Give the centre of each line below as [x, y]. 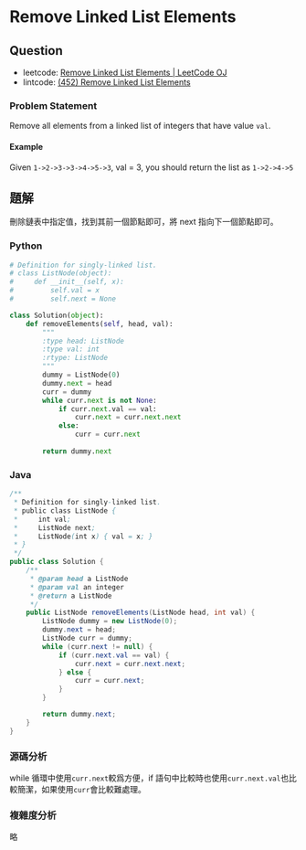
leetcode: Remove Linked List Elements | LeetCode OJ [125, 72]
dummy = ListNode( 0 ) [81, 375]
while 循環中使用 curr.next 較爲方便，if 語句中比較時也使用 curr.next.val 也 [149, 778]
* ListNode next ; [54, 527]
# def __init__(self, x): [67, 282]
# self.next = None [63, 299]
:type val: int [71, 349]
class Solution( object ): [57, 315]
